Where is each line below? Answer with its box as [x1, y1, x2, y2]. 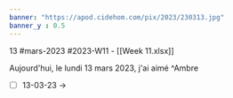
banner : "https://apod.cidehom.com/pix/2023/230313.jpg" [9, 12, 225, 22]
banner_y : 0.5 [9, 21, 66, 30]
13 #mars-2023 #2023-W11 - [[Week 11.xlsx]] [9, 45, 174, 56]
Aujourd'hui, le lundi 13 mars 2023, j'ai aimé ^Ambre [9, 63, 198, 73]
